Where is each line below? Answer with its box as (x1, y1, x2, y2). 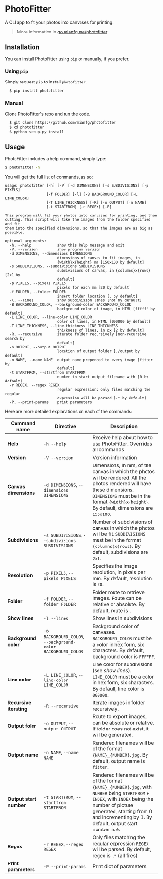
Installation (5, 43, 40, 51)
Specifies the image (92, 563, 138, 569)
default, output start (92, 820, 138, 827)
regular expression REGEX (92, 840, 149, 846)
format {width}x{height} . (92, 498, 150, 505)
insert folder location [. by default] (57, 294, 138, 299)
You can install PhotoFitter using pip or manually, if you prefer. (5, 56, 130, 62)
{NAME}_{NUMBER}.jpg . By (92, 751, 148, 758)
